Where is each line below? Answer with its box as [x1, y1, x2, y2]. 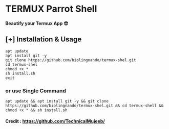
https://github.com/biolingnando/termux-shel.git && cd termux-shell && [5, 103, 164, 108]
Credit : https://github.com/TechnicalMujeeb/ [5, 118, 105, 124]
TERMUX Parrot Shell [5, 3, 97, 15]
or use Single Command [5, 87, 67, 94]
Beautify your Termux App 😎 [5, 20, 69, 26]
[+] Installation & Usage [5, 35, 82, 44]
